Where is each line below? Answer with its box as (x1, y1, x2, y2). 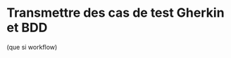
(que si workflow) (6, 43, 58, 51)
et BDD (6, 20, 48, 36)
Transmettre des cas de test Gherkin (6, 5, 225, 21)
